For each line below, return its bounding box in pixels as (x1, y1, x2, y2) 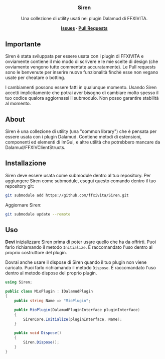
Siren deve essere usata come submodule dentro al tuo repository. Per (5, 172, 151, 178)
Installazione (5, 159, 47, 168)
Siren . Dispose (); (23, 340, 59, 345)
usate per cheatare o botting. (5, 75, 65, 81)
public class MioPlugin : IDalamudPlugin (5, 289, 93, 294)
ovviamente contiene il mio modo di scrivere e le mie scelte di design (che (5, 58, 158, 64)
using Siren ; (5, 280, 33, 285)
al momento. (5, 100, 31, 107)
